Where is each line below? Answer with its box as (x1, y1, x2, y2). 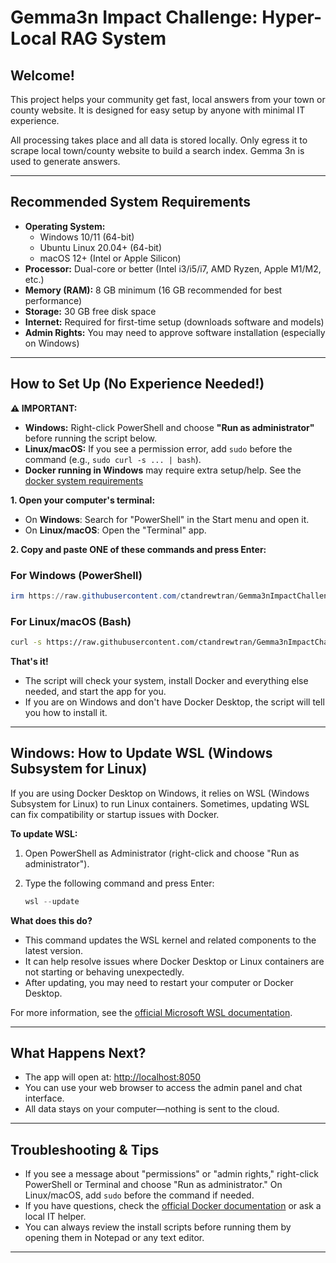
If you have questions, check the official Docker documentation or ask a (24, 1200, 322, 1212)
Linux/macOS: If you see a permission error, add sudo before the (24, 442, 293, 455)
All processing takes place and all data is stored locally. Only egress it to (10, 134, 308, 146)
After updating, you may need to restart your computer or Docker (24, 976, 294, 988)
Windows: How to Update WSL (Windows (10, 745, 273, 762)
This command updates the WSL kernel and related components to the (24, 934, 317, 946)
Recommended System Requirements (10, 194, 252, 211)
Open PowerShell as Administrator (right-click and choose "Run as (24, 847, 300, 859)
